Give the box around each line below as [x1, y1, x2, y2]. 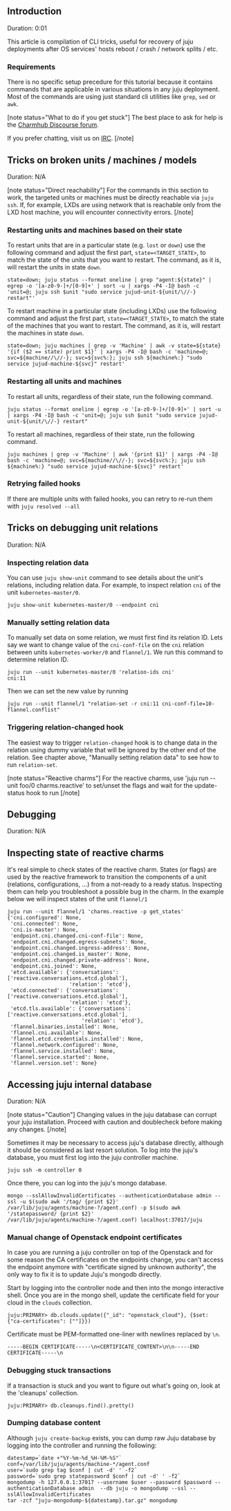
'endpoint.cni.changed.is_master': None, [10, 951, 131, 958]
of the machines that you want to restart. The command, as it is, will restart [7, 321, 221, 330]
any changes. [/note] [7, 1125, 67, 1133]
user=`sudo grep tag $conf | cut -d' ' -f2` [7, 1467, 138, 1474]
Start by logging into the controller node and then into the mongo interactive [7, 1284, 224, 1292]
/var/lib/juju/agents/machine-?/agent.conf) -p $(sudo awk [7, 1204, 181, 1211]
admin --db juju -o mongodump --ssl [78, 1485, 187, 1492]
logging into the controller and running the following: [7, 1441, 157, 1449]
